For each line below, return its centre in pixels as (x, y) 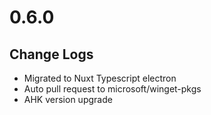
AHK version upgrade (68, 99)
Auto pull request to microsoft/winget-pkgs (112, 89)
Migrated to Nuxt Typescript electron (100, 78)
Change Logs (51, 54)
